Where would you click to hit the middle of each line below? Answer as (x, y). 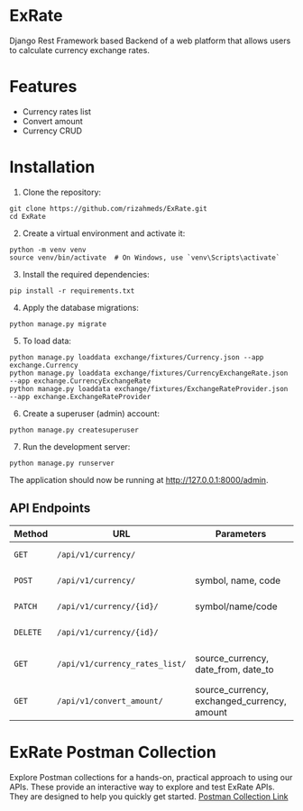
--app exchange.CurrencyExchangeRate (80, 381)
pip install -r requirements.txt (72, 291)
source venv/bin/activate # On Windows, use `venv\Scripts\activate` (145, 258)
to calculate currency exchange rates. (80, 50)
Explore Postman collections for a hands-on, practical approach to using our (151, 777)
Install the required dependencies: (86, 274)
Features (43, 87)
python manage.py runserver (62, 463)
